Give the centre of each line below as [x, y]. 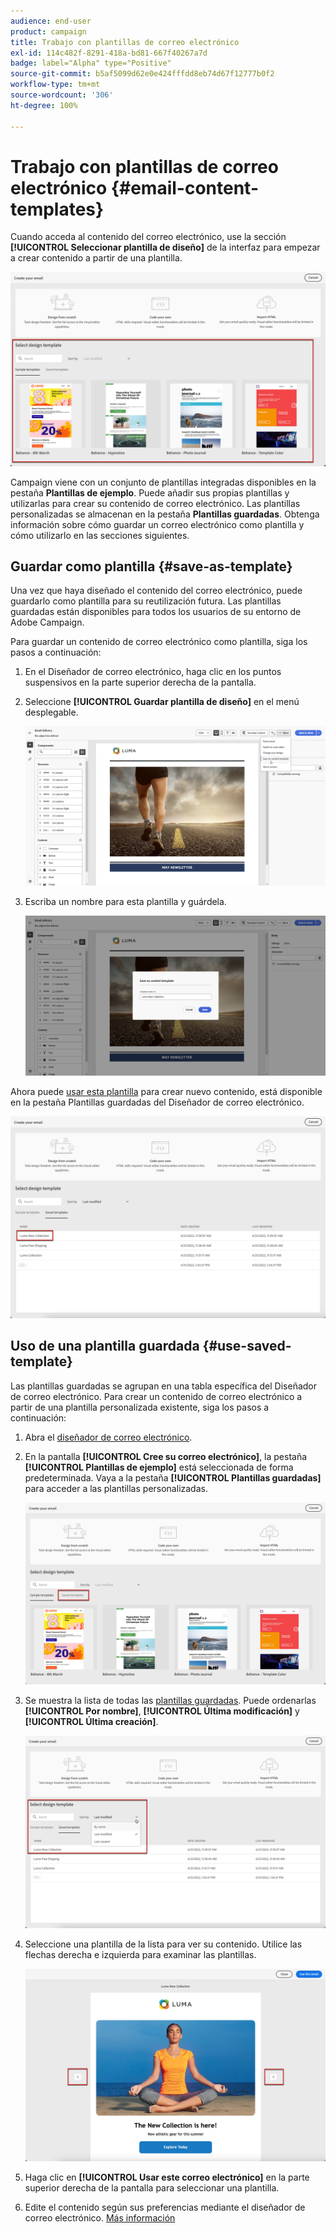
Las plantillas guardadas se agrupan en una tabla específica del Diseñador [164, 1386]
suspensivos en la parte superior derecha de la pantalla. [140, 682]
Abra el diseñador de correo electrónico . [108, 1437]
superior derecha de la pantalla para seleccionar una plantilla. [152, 2187]
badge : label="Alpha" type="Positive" [91, 63]
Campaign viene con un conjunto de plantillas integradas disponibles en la [163, 482]
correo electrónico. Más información [100, 2217]
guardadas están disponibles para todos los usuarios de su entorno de [156, 612]
